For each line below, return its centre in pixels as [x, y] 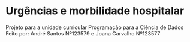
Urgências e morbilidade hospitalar [95, 11]
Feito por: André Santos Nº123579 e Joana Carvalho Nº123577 [83, 33]
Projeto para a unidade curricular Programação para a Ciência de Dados [95, 27]
